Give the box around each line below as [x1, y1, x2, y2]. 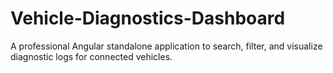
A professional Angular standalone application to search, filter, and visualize [10, 40, 323, 52]
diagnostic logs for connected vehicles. [10, 50, 173, 62]
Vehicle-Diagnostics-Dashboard [10, 7, 286, 30]
